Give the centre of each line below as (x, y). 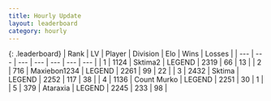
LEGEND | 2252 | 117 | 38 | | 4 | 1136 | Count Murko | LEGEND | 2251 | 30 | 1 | (136, 80)
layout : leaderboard (43, 23)
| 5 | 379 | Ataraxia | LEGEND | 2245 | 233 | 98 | (88, 88)
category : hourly (38, 31)
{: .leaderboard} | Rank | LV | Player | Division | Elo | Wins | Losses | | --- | (131, 54)
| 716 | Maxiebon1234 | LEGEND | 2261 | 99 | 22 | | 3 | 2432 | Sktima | (124, 71)
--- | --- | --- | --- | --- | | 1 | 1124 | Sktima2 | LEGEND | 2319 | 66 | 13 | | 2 (140, 62)
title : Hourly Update (45, 16)
